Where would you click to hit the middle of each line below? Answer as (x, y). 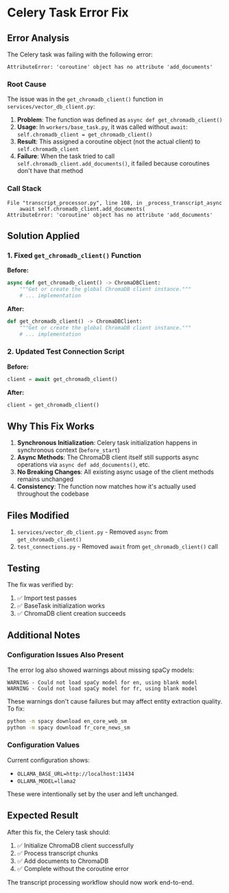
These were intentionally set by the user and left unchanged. (93, 793)
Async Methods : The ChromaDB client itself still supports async (108, 457)
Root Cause (27, 84)
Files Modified (38, 515)
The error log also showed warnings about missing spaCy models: (100, 670)
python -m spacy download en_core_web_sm (67, 721)
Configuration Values (44, 745)
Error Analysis (38, 38)
